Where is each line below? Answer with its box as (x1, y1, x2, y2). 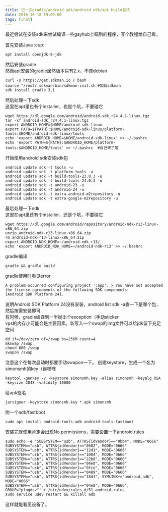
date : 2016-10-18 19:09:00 (5, 12, 62, 17)
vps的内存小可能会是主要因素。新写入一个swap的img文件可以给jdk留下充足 (5, 320, 161, 326)
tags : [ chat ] (5, 17, 33, 22)
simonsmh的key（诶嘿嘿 (5, 366, 56, 372)
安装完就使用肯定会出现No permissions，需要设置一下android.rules (5, 429, 144, 435)
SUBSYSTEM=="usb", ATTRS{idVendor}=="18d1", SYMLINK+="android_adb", (5, 474, 154, 480)
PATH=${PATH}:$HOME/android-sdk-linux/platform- (21, 127, 125, 132)
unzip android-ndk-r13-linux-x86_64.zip (5, 231, 92, 236)
